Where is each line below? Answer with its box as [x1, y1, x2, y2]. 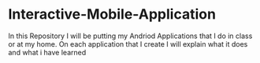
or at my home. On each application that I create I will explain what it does [8, 39, 248, 48]
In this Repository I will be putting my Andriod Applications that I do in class [8, 31, 253, 40]
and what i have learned [8, 47, 87, 57]
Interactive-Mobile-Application [8, 5, 217, 23]
